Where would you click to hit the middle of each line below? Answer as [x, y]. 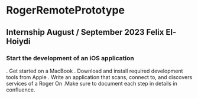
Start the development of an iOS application [70, 58]
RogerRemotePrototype [66, 10]
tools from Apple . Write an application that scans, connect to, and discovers [99, 77]
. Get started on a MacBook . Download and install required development [95, 71]
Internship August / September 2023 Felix [85, 32]
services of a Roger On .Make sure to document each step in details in [92, 83]
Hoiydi [18, 41]
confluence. [21, 90]
